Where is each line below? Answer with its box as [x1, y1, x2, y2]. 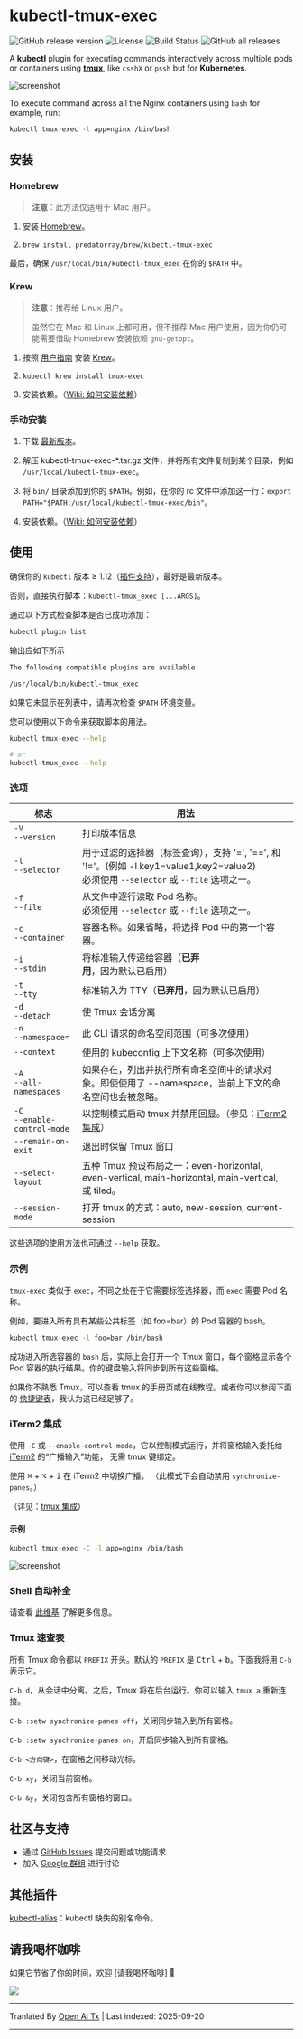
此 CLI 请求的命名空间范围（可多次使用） [81, 1028, 255, 1040]
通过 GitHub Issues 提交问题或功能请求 [22, 1846, 167, 1857]
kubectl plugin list [9, 627, 87, 636]
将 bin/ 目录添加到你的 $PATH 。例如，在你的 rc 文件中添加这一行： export [22, 486, 291, 497]
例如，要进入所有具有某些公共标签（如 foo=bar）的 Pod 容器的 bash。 [9, 1315, 271, 1326]
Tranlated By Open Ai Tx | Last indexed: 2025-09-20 [9, 2011, 205, 2022]
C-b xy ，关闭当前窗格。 [9, 1772, 97, 1783]
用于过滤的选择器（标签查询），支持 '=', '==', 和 [81, 847, 281, 859]
